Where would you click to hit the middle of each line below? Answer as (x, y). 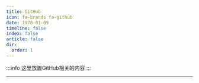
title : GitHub (24, 12)
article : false (25, 39)
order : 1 (22, 50)
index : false (22, 34)
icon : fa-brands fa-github (39, 17)
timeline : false (26, 28)
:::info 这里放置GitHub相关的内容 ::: (49, 68)
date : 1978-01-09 (28, 23)
